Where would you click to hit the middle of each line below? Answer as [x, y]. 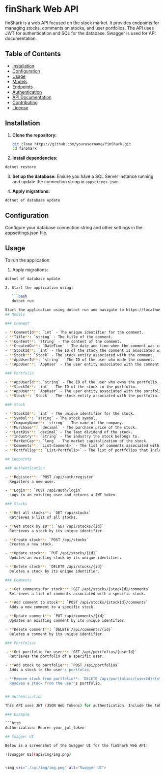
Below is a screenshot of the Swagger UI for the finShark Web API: [77, 746]
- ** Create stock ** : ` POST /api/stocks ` [47, 540]
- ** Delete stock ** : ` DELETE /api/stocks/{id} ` [55, 567]
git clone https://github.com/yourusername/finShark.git [72, 144]
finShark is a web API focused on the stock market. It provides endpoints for [82, 23]
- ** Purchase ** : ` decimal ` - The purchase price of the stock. [71, 427]
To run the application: [28, 260]
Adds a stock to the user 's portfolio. [50, 670]
